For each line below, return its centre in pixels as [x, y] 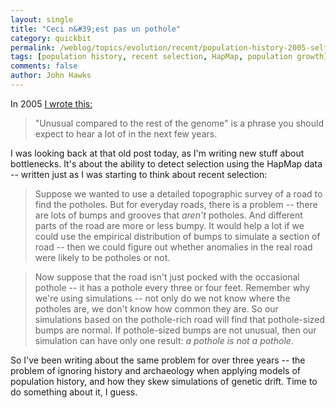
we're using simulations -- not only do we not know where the [162, 298]
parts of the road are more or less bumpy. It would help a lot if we [169, 225]
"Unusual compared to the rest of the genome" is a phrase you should [179, 123]
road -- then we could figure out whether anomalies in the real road [173, 247]
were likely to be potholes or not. [102, 257]
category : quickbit [51, 38]
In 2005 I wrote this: [51, 103]
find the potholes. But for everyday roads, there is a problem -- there [176, 204]
